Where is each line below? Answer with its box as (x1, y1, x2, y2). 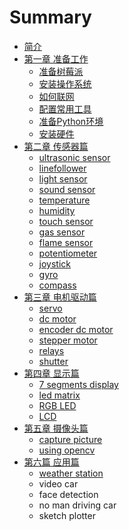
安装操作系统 (38, 77, 92, 90)
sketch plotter (38, 509, 96, 521)
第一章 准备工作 (23, 52, 89, 65)
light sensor (38, 172, 88, 185)
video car (38, 477, 79, 490)
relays (38, 344, 65, 356)
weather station (38, 467, 104, 479)
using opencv (38, 444, 96, 456)
